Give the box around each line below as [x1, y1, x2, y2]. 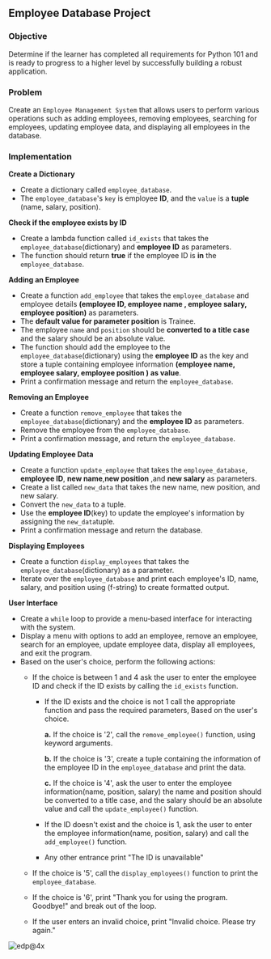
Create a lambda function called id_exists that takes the [19, 234, 209, 244]
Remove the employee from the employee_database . [19, 425, 191, 435]
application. [8, 66, 48, 76]
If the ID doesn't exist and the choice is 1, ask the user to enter [44, 820, 252, 830]
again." [32, 926, 56, 936]
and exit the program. [19, 648, 92, 658]
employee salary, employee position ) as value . [19, 368, 182, 378]
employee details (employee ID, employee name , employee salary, [19, 299, 248, 309]
